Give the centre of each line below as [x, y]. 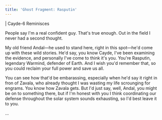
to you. [12, 103]
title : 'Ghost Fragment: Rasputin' [41, 10]
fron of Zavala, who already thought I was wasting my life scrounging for [78, 83]
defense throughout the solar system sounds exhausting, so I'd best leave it [81, 99]
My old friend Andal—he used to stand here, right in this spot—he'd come [79, 47]
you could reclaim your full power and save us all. [55, 68]
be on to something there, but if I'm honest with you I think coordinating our [81, 93]
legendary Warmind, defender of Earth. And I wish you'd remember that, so [81, 63]
